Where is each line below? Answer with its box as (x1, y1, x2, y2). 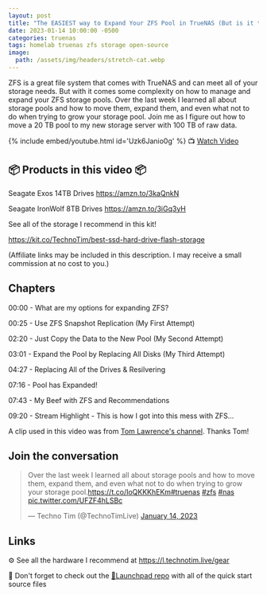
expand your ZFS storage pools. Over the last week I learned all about (8, 95, 237, 104)
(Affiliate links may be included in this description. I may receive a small (8, 250, 242, 260)
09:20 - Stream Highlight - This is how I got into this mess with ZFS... (8, 411, 234, 421)
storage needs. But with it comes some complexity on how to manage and (8, 86, 251, 96)
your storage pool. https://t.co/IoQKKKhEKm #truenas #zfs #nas (27, 487, 234, 497)
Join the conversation (8, 449, 119, 463)
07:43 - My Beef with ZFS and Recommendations (8, 395, 170, 405)
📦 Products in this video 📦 (8, 163, 147, 177)
